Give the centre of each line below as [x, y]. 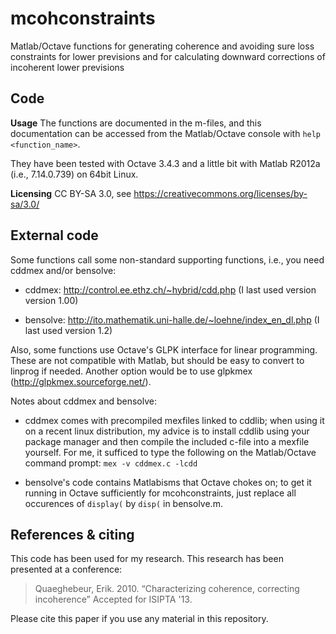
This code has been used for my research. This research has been [147, 559]
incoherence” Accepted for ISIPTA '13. [113, 599]
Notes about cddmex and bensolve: [84, 401]
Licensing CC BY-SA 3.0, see [71, 193]
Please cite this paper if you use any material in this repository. [139, 619]
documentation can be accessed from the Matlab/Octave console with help [166, 133]
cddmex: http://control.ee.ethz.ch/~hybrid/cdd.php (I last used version [170, 289]
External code [54, 235]
